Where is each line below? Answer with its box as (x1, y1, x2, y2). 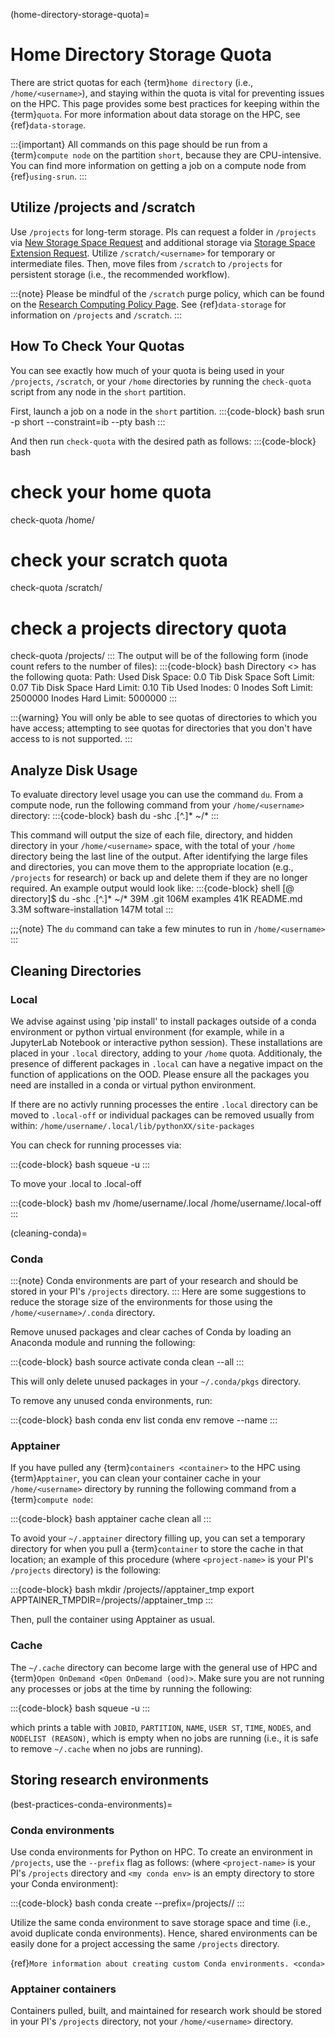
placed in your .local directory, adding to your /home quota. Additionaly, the (10, 1047, 323, 1059)
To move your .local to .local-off (10, 1177, 142, 1189)
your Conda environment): (10, 1877, 119, 1889)
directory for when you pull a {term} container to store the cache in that (10, 1543, 304, 1555)
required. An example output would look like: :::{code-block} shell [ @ (10, 882, 295, 894)
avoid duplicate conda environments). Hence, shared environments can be (10, 1927, 318, 1939)
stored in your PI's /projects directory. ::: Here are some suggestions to (10, 1285, 307, 1298)
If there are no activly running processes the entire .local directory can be (10, 1098, 319, 1110)
